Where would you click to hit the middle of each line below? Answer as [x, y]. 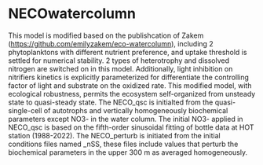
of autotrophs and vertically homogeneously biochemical [136, 110]
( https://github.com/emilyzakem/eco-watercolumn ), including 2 [111, 43]
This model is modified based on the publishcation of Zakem [106, 35]
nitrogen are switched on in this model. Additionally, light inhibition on [121, 68]
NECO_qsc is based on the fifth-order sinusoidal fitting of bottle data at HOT [131, 127]
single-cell [25, 110]
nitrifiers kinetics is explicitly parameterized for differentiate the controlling [129, 77]
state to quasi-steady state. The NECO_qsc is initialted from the [111, 102]
